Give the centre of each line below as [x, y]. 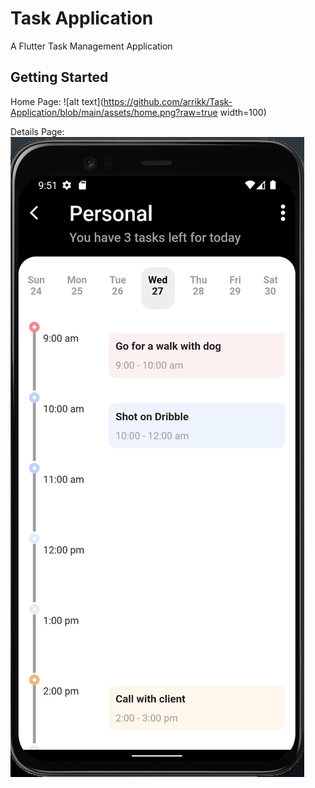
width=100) [243, 112]
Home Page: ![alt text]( [57, 101]
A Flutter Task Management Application [91, 46]
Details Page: [37, 131]
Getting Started [59, 77]
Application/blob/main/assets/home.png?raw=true [114, 112]
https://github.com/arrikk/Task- [168, 101]
